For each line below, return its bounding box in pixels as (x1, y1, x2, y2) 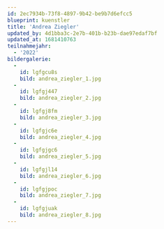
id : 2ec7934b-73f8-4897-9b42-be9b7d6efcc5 (7, 10, 133, 17)
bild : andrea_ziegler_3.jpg (20, 114, 101, 121)
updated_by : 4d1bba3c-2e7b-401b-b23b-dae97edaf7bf (7, 29, 158, 37)
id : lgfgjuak (20, 205, 58, 212)
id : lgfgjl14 (20, 165, 58, 173)
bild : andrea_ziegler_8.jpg (20, 212, 101, 219)
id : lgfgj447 (20, 88, 58, 95)
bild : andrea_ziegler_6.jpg (20, 172, 101, 179)
